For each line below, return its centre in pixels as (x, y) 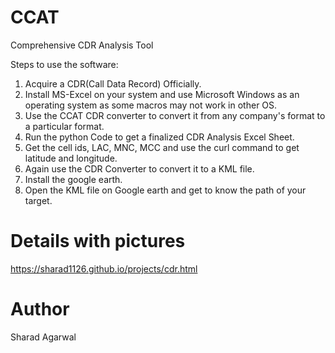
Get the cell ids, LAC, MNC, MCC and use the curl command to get (162, 147)
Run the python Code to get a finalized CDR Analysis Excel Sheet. (159, 137)
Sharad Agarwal (43, 337)
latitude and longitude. (71, 158)
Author (40, 309)
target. (38, 200)
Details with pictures (98, 241)
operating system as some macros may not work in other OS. (151, 105)
